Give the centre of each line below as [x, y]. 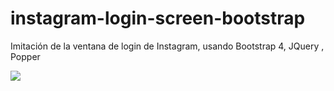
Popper [25, 56]
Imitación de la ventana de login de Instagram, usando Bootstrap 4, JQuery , [167, 46]
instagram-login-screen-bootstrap [158, 18]
